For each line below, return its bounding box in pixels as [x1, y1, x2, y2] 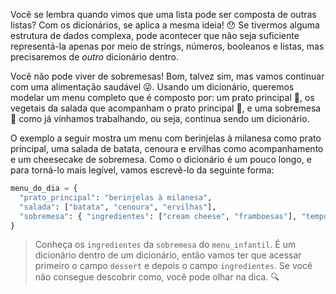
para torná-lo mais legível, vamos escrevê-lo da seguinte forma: [10, 164, 275, 176]
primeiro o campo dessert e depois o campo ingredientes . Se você [34, 260, 313, 272]
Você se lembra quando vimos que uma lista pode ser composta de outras [10, 9, 317, 20]
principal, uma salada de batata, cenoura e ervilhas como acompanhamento [10, 143, 324, 154]
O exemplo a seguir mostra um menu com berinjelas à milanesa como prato [10, 132, 322, 144]
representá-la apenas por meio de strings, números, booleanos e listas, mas [10, 40, 325, 52]
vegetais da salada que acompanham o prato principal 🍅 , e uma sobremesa [10, 102, 322, 114]
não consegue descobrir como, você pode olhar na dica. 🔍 [34, 271, 280, 283]
